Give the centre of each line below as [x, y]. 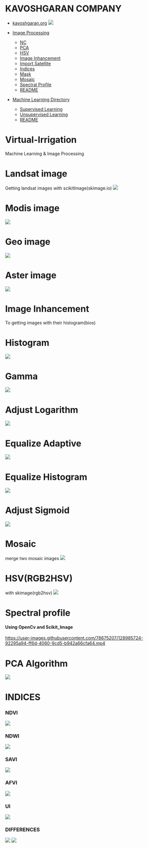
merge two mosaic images [32, 559]
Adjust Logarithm [42, 410]
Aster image [31, 275]
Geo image [28, 241]
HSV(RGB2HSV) [39, 579]
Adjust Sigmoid [37, 511]
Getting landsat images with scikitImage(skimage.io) [59, 188]
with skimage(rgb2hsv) [29, 593]
